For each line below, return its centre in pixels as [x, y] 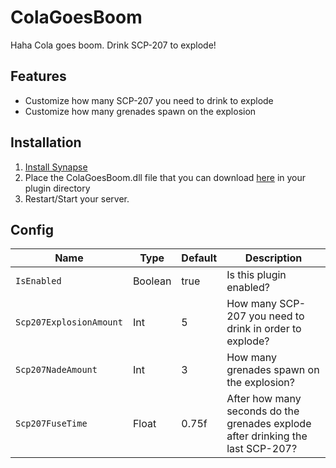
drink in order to [264, 329]
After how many [264, 399]
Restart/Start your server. [77, 198]
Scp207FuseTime [51, 424]
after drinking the [267, 436]
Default [199, 258]
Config [32, 229]
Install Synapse [56, 167]
